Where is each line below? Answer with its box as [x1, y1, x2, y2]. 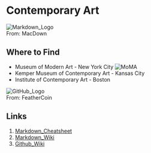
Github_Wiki [14, 140, 45, 147]
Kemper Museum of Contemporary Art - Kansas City [14, 70, 145, 77]
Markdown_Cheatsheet [14, 127, 73, 134]
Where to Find [6, 47, 60, 58]
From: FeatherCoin [6, 94, 52, 101]
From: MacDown [6, 29, 47, 37]
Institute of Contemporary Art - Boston [14, 76, 111, 83]
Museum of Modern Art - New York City [14, 63, 114, 70]
